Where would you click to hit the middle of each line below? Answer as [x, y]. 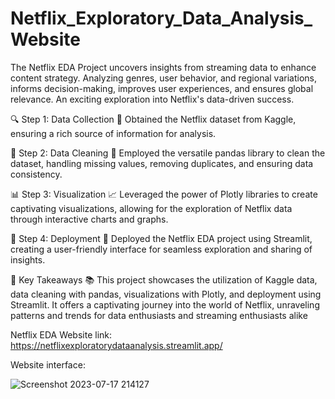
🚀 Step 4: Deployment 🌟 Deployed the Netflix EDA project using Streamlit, [161, 238]
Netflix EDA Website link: [61, 334]
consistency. [36, 174]
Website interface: [48, 364]
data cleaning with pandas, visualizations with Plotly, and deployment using [166, 294]
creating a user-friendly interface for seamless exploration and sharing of [161, 249]
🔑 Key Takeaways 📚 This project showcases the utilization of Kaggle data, [164, 279]
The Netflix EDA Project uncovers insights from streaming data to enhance [163, 67]
